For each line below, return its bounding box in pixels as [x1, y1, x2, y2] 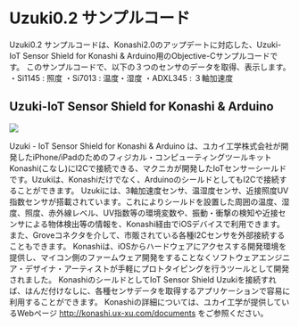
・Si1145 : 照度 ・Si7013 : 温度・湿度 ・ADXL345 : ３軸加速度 [9, 72, 234, 83]
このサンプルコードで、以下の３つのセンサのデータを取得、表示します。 [26, 61, 291, 72]
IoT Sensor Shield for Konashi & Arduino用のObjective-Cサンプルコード [9, 50, 270, 61]
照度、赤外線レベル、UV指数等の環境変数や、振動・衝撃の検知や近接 [24, 207, 278, 218]
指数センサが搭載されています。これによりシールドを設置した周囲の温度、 [9, 196, 282, 207]
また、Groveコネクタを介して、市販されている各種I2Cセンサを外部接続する [9, 229, 286, 241]
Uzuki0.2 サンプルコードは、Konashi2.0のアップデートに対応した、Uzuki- [9, 39, 282, 50]
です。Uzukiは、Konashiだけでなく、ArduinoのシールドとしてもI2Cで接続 [9, 174, 279, 184]
